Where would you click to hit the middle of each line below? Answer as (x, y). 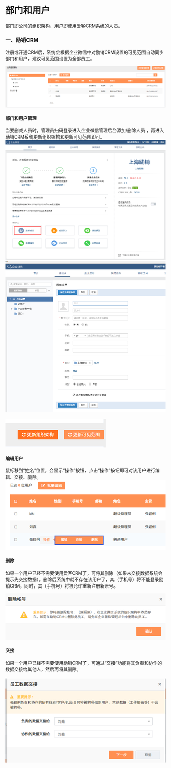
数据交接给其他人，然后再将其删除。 (43, 669)
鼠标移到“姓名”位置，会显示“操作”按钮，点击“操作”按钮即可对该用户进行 (80, 470)
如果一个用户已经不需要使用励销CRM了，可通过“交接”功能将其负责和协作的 (84, 663)
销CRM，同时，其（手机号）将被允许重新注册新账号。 (62, 585)
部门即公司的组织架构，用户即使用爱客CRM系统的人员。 (64, 26)
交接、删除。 (27, 477)
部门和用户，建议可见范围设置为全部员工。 (50, 59)
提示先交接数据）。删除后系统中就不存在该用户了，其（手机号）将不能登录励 (84, 579)
